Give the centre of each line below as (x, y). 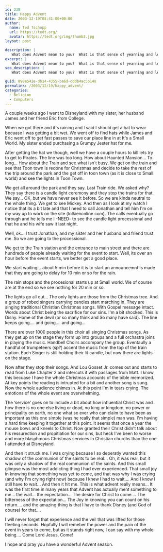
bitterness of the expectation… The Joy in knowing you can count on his (77, 500)
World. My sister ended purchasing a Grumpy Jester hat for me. (69, 143)
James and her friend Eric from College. (45, 118)
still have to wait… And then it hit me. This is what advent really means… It (79, 484)
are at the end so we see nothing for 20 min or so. (55, 288)
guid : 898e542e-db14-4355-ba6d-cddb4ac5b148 (51, 81)
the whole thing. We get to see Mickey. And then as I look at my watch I (76, 203)
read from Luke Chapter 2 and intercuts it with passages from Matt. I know (79, 373)
